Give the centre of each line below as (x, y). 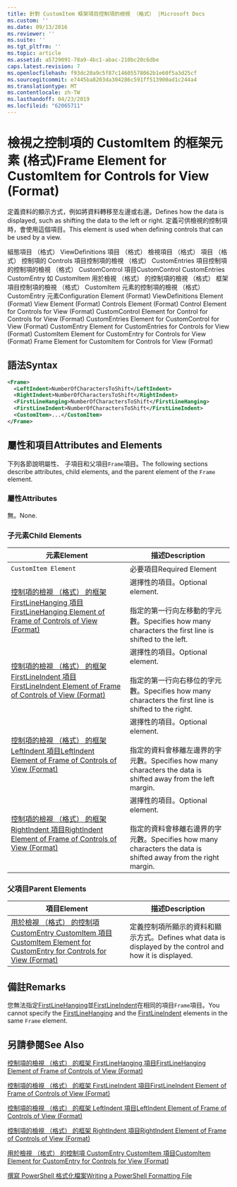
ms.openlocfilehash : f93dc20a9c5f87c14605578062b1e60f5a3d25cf (102, 73)
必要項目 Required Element (173, 569)
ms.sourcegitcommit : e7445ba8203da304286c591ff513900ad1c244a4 (102, 79)
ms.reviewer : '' (31, 34)
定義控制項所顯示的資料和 (172, 927)
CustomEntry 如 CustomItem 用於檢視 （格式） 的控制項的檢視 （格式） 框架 (118, 278)
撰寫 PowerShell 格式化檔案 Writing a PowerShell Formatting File (100, 1176)
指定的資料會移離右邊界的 (172, 829)
